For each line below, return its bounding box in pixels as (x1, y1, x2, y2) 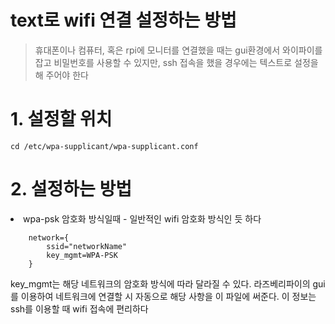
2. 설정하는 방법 (10, 178, 132, 201)
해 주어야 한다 (34, 69, 89, 81)
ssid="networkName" (46, 241, 128, 251)
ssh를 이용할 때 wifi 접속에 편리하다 (10, 302, 149, 315)
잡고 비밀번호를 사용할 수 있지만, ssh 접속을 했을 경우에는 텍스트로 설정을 (34, 56, 319, 68)
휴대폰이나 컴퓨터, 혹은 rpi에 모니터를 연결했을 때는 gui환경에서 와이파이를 (34, 44, 323, 56)
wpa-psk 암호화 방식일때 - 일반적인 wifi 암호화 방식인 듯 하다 (23, 212, 262, 225)
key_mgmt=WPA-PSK (46, 250, 118, 260)
